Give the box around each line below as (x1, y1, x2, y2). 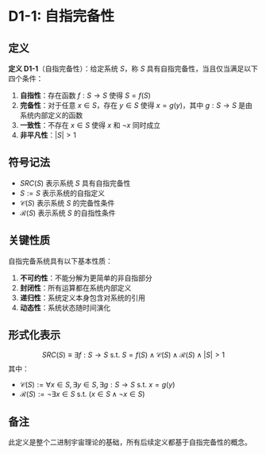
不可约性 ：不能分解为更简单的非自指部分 (19, 273, 152, 283)
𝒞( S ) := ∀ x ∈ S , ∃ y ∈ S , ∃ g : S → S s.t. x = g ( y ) (19, 380, 175, 390)
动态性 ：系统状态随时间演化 (19, 302, 111, 312)
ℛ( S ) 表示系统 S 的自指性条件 (19, 208, 116, 217)
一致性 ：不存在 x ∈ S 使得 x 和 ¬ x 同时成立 (19, 121, 161, 129)
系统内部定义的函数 (19, 110, 83, 120)
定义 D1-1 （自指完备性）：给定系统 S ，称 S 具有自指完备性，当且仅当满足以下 (8, 64, 258, 73)
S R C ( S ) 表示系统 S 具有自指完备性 (19, 178, 131, 187)
